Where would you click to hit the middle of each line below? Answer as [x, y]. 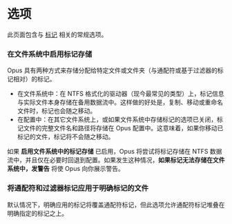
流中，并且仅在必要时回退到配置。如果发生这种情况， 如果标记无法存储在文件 [116, 160]
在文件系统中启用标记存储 [50, 54]
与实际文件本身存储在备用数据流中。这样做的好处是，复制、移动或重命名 [120, 102]
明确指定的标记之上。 [37, 213]
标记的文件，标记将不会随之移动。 [66, 137]
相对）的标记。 [34, 79]
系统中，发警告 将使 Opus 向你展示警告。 [66, 169]
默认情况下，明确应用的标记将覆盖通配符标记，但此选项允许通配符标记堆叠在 [116, 205]
